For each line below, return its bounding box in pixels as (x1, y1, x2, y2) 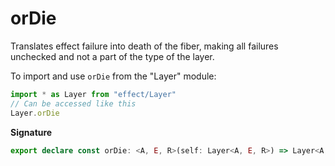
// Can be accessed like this (10, 98, 137, 109)
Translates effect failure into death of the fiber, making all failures (10, 40, 279, 52)
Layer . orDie (10, 108, 60, 118)
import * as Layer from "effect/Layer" (10, 89, 177, 99)
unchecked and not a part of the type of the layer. (10, 50, 215, 62)
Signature (10, 126, 53, 138)
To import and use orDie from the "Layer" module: (10, 70, 217, 82)
